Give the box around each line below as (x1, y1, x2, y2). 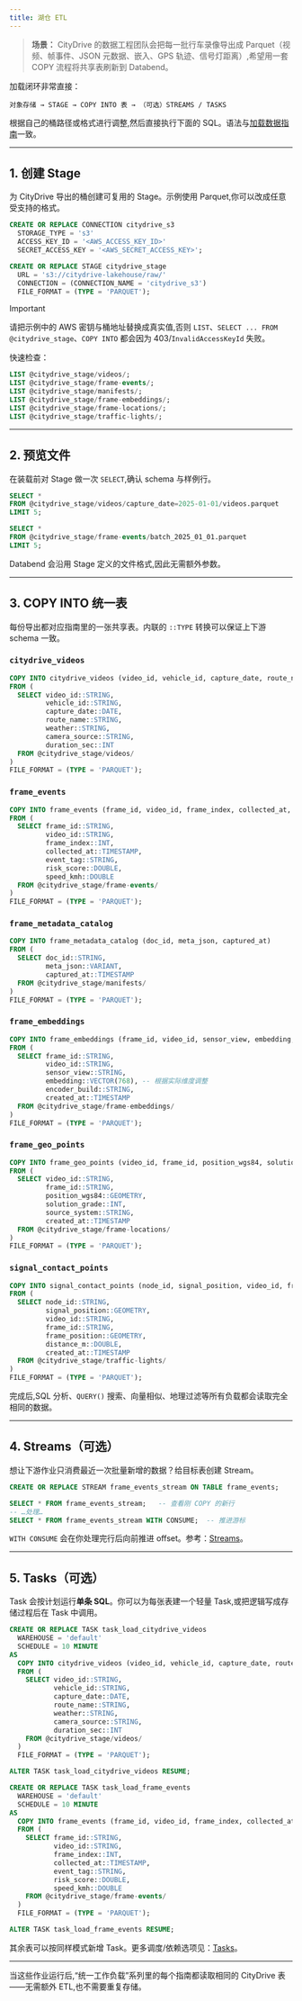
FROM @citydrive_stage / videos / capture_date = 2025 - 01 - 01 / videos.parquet (9, 500, 280, 509)
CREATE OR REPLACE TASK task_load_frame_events (9, 1783, 191, 1792)
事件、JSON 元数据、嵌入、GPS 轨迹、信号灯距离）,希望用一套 (55, 50, 289, 61)
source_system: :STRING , (45, 1208, 135, 1217)
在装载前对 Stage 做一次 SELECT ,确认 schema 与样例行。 (9, 473, 216, 484)
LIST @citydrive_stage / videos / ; (9, 370, 130, 379)
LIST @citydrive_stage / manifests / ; (9, 387, 143, 396)
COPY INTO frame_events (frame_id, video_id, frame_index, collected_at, (9, 805, 292, 815)
